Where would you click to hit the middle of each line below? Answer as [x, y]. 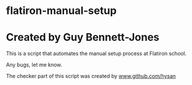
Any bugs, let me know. [34, 65]
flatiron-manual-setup [61, 11]
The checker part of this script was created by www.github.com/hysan [91, 76]
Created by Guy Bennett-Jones [83, 38]
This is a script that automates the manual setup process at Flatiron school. [96, 54]
